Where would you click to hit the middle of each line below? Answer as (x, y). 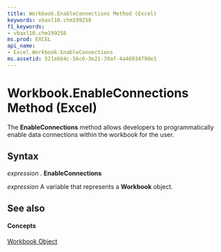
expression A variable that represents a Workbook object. (90, 186)
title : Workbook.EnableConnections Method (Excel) (82, 14)
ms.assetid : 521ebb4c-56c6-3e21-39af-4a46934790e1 (82, 59)
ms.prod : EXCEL (29, 40)
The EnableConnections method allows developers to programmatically (110, 127)
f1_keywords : (26, 26)
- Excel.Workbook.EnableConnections (60, 53)
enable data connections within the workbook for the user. (91, 134)
